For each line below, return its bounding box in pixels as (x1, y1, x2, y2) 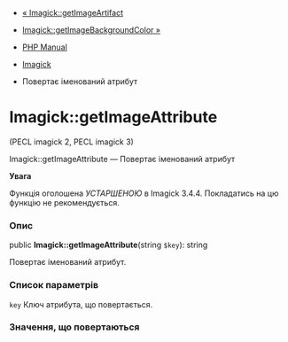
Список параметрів (9, 279, 99, 291)
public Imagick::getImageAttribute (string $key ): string (9, 239, 208, 251)
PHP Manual (21, 42, 68, 52)
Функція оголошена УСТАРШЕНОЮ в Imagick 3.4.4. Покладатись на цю (9, 188, 279, 198)
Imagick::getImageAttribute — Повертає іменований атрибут (9, 153, 236, 164)
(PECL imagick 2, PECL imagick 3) (9, 136, 135, 147)
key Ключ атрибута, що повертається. (9, 299, 153, 309)
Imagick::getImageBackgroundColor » (21, 25, 161, 35)
